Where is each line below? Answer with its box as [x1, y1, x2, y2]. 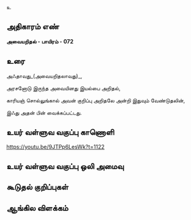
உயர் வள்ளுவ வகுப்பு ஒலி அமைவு [6, 161, 124, 172]
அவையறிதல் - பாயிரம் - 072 [6, 37, 74, 45]
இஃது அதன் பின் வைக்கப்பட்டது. [6, 108, 82, 116]
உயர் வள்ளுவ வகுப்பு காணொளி [6, 127, 114, 138]
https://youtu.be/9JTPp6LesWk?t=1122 [6, 143, 105, 151]
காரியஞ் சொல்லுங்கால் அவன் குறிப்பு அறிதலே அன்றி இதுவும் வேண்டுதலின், [6, 96, 185, 104]
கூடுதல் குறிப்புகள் [6, 182, 69, 192]
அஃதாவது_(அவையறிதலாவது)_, [6, 72, 83, 80]
